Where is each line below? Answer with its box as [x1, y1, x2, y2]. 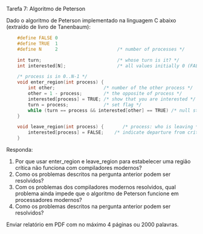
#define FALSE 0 [17, 35, 59, 41]
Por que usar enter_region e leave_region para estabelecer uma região [14, 158, 191, 165]
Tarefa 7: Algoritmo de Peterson [6, 5, 86, 12]
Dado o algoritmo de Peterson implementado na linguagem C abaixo [6, 17, 176, 24]
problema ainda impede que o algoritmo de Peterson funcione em [14, 190, 179, 197]
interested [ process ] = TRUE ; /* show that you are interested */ [28, 96, 196, 102]
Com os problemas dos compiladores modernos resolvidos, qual [14, 184, 176, 190]
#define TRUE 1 [17, 41, 59, 47]
